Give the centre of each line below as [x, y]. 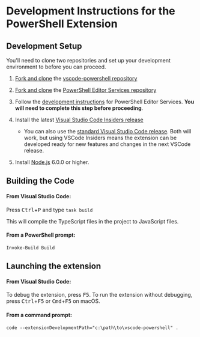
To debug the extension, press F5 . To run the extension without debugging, [99, 295]
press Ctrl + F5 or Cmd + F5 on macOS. [53, 301]
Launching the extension [53, 266]
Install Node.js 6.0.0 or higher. [52, 162]
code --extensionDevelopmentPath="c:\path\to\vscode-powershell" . [92, 328]
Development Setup [44, 46]
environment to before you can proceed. [56, 67]
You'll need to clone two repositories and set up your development [89, 60]
